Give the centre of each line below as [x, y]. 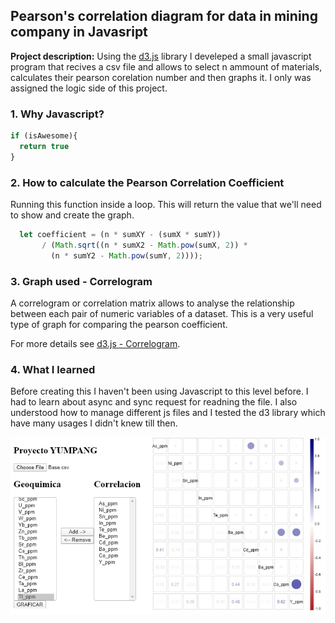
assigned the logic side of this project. [89, 88]
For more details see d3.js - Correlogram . [95, 343]
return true [44, 146]
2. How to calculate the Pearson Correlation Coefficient [147, 182]
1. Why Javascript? [57, 114]
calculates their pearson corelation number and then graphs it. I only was [161, 77]
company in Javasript [79, 32]
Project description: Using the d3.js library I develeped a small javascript [161, 56]
